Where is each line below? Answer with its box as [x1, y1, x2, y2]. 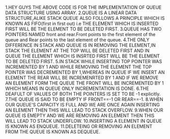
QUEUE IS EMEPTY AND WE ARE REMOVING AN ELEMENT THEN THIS [5, 113, 155, 119]
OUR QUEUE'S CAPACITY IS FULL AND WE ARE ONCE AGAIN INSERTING [5, 102, 160, 107]
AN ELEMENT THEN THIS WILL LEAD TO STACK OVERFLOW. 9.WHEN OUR [5, 107, 163, 113]
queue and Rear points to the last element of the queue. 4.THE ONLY [5, 37, 150, 43]
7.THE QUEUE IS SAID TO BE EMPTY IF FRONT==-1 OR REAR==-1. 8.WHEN [5, 96, 164, 102]
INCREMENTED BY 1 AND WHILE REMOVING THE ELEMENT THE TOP [5, 64, 152, 70]
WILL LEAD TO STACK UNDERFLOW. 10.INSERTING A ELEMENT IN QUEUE [5, 118, 162, 124]
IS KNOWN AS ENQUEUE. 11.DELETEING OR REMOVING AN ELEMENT [5, 123, 153, 129]
